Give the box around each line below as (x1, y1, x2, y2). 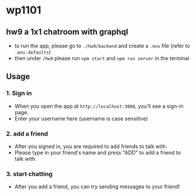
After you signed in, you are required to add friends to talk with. (14, 143, 168, 150)
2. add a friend (6, 129, 49, 137)
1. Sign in (6, 89, 32, 97)
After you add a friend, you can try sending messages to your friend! (14, 183, 180, 190)
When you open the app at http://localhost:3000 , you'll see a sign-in (14, 102, 184, 109)
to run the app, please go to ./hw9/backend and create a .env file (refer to (14, 42, 190, 49)
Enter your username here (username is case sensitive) (14, 115, 148, 122)
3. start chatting (6, 170, 53, 178)
